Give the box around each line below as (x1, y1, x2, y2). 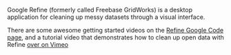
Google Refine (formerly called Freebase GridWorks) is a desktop (7, 6, 193, 14)
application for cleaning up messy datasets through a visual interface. (7, 13, 205, 21)
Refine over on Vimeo (7, 41, 69, 48)
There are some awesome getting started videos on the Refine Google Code (7, 26, 224, 34)
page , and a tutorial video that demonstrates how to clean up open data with (7, 33, 224, 41)
